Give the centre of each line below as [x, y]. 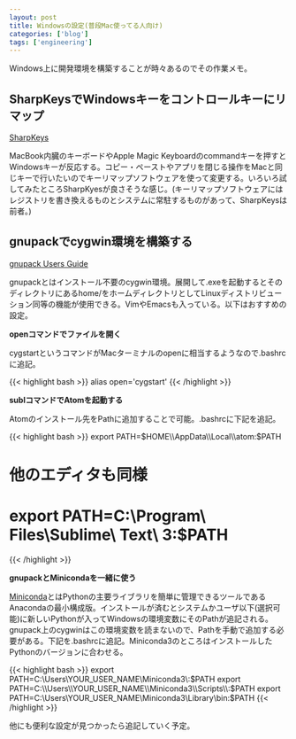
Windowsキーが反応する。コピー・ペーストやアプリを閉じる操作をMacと [142, 167]
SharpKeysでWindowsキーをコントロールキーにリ [148, 99]
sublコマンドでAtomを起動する [66, 400]
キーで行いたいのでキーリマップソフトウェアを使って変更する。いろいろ [148, 178]
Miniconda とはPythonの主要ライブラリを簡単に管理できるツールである [138, 596]
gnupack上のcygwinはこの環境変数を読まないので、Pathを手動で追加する [143, 630]
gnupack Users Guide [49, 263]
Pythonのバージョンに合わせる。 [68, 652]
